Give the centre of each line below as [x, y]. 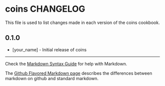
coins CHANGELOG [45, 9]
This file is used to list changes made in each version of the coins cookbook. [82, 22]
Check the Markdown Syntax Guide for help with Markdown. [66, 64]
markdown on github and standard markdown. [52, 78]
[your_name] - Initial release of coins [49, 49]
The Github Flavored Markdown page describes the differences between [79, 73]
